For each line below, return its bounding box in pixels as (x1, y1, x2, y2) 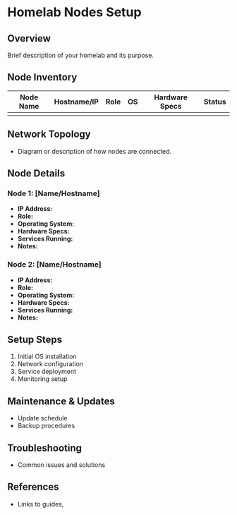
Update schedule (17, 414, 68, 423)
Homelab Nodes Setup (7, 4, 142, 20)
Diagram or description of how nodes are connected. (17, 147, 172, 155)
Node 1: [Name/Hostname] (7, 188, 100, 198)
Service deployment (17, 368, 76, 376)
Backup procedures (17, 421, 75, 430)
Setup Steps (7, 334, 62, 346)
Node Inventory (7, 71, 78, 83)
